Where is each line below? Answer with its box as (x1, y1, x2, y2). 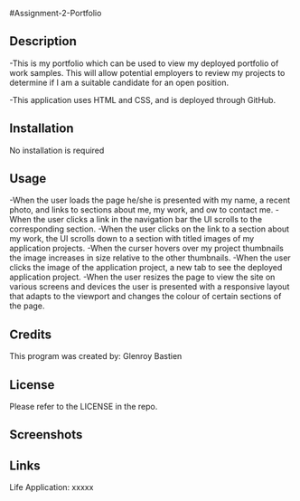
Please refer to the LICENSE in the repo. (9, 402, 158, 412)
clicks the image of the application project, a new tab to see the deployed (9, 262, 283, 273)
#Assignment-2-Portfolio (9, 8, 102, 18)
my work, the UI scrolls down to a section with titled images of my (9, 233, 255, 244)
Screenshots (9, 427, 83, 442)
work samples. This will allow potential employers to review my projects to (9, 67, 286, 78)
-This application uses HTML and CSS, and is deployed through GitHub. (9, 94, 277, 105)
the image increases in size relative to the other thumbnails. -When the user (9, 252, 291, 263)
